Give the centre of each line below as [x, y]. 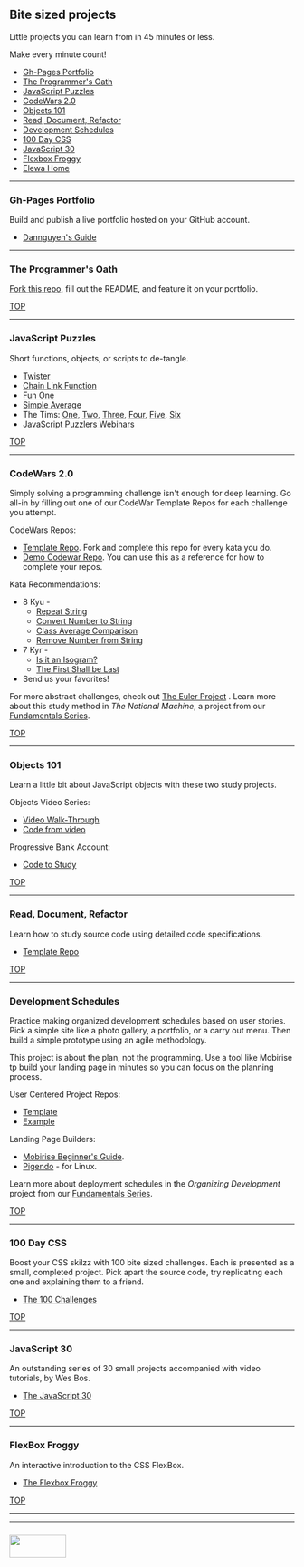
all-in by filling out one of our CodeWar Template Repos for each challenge [148, 503]
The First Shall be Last [78, 669]
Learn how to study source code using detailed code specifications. [136, 934]
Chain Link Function [59, 385]
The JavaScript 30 [57, 1396]
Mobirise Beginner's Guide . [73, 1156]
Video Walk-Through [61, 820]
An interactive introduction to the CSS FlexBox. [96, 1465]
